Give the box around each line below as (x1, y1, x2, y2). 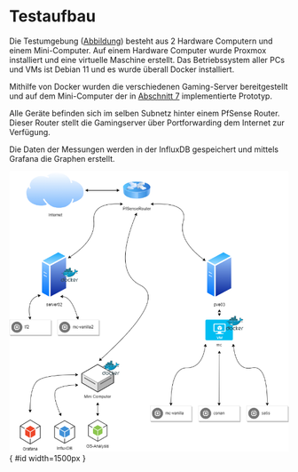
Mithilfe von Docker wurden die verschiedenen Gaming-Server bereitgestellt (9, 81, 288, 92)
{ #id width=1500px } (9, 453, 86, 464)
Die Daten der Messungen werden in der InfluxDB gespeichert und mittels (9, 144, 279, 155)
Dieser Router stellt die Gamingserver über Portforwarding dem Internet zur (9, 117, 286, 128)
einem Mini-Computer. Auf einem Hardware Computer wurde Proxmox (9, 44, 267, 55)
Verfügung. (9, 126, 51, 137)
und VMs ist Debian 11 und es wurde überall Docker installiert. (9, 64, 235, 75)
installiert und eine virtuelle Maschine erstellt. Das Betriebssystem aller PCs (9, 54, 286, 65)
